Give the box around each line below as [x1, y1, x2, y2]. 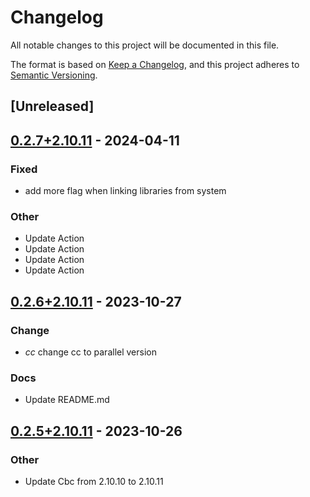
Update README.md [24, 394, 110, 406]
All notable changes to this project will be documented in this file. [10, 39, 280, 51]
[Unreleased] [10, 98, 95, 115]
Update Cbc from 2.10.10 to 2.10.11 [24, 475, 164, 487]
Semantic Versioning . [10, 69, 98, 81]
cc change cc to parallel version [24, 346, 158, 358]
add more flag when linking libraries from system [24, 185, 227, 197]
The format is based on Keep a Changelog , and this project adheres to [10, 58, 300, 70]
